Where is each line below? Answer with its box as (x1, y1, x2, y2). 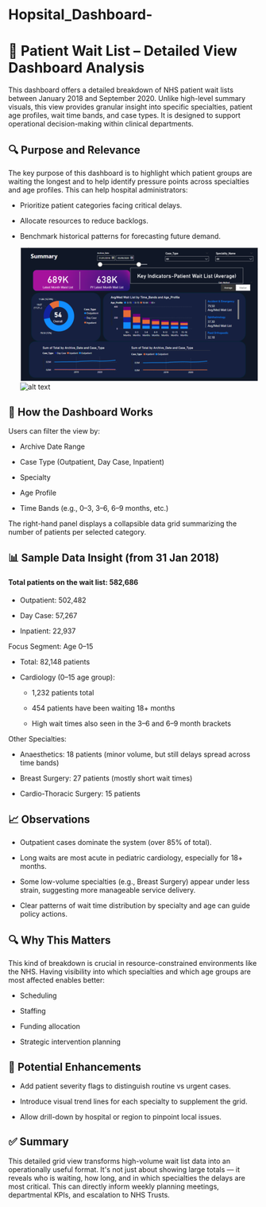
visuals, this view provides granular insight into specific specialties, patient (8, 102, 253, 112)
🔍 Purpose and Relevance (8, 143, 141, 157)
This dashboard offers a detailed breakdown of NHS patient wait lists (8, 85, 234, 95)
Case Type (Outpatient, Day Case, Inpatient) (19, 457, 165, 466)
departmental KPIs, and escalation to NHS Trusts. (8, 1189, 171, 1199)
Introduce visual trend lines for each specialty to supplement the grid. (19, 1096, 248, 1106)
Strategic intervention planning (19, 1037, 121, 1047)
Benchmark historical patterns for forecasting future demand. (19, 231, 221, 240)
